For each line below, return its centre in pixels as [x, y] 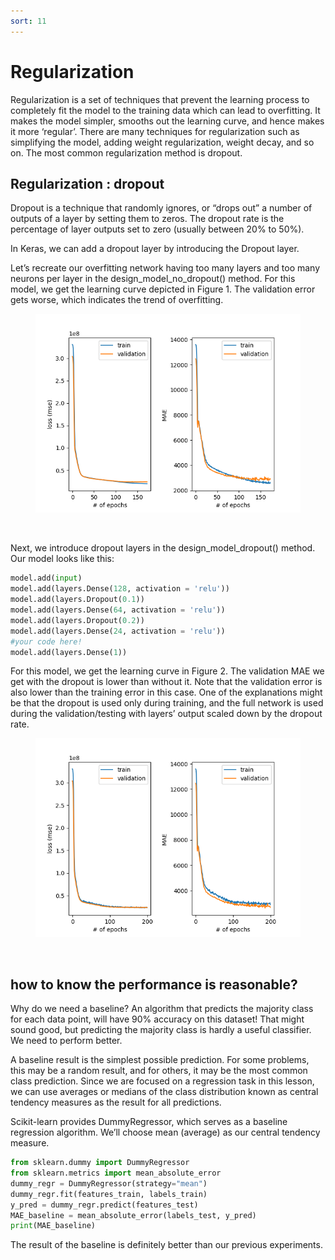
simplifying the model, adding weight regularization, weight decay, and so [162, 142]
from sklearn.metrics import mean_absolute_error [116, 1173]
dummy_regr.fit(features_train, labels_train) [109, 1194]
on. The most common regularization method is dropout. [126, 152]
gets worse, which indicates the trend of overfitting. [117, 300]
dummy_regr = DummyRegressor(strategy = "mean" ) [109, 1183]
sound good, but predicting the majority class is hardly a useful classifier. [161, 1030]
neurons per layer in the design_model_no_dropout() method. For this [153, 279]
